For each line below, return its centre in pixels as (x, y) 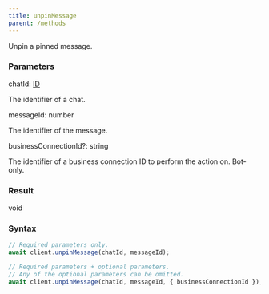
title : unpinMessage (43, 16)
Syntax (22, 228)
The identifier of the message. (58, 130)
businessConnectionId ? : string (58, 145)
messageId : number (41, 115)
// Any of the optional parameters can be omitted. (96, 275)
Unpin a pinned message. (50, 46)
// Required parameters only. (59, 245)
